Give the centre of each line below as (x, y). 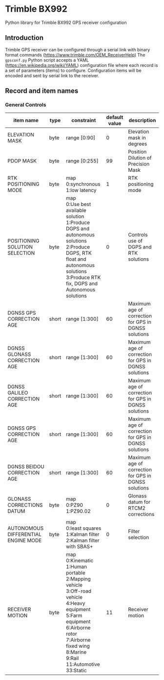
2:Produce (78, 247)
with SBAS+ (79, 547)
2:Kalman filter (82, 540)
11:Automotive (83, 664)
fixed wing (78, 646)
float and (76, 259)
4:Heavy (75, 603)
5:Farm (74, 616)
